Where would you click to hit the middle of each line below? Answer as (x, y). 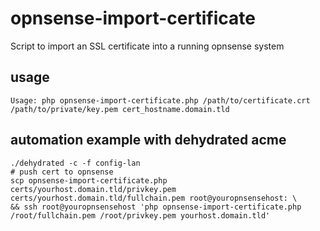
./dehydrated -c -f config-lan (75, 163)
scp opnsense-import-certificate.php (89, 180)
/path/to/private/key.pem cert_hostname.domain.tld (120, 109)
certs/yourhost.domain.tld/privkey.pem (93, 189)
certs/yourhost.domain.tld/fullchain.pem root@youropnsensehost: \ (154, 198)
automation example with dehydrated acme (148, 140)
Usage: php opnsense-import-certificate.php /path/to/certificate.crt (160, 100)
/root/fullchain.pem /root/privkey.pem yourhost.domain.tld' (140, 215)
